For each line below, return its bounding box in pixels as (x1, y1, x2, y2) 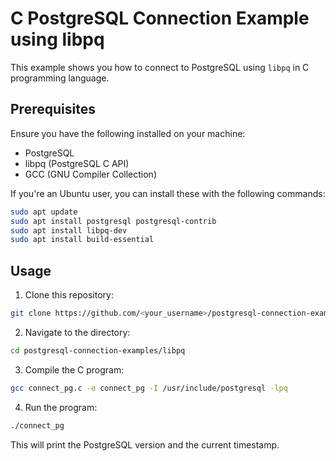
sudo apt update (10, 207, 78, 217)
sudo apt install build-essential (10, 235, 155, 245)
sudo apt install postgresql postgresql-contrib (10, 216, 217, 226)
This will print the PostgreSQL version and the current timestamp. (10, 438, 280, 451)
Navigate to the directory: (24, 326, 131, 338)
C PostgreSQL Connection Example (10, 7, 310, 30)
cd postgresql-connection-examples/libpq (10, 345, 186, 356)
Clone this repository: (24, 289, 114, 301)
